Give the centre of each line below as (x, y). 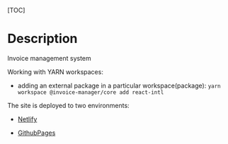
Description (42, 39)
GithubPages (36, 133)
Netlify (27, 119)
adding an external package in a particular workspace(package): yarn (119, 85)
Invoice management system (50, 58)
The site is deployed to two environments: (68, 105)
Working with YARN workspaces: (56, 72)
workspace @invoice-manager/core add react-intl (91, 92)
